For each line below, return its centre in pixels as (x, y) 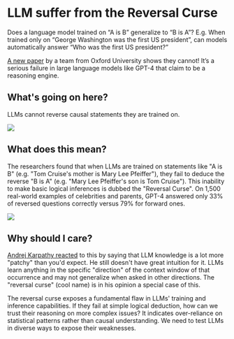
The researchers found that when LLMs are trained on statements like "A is (115, 166)
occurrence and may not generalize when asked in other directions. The (111, 277)
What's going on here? (58, 98)
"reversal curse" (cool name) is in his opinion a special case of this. (104, 285)
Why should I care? (50, 238)
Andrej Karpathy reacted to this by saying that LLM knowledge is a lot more (116, 255)
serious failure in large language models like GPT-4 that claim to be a (107, 68)
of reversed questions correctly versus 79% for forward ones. (96, 203)
